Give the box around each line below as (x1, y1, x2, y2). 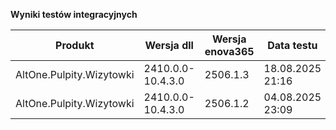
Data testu (267, 39, 318, 52)
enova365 (204, 45, 255, 58)
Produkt (55, 39, 95, 52)
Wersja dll (144, 39, 194, 52)
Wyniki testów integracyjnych (10, 9, 138, 20)
